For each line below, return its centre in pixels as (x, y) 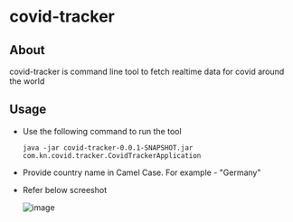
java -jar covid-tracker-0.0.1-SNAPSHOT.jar (108, 148)
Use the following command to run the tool (102, 131)
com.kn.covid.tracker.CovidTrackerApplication (112, 155)
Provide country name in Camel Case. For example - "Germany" (142, 172)
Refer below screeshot (64, 190)
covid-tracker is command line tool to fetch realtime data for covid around (147, 71)
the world (27, 81)
